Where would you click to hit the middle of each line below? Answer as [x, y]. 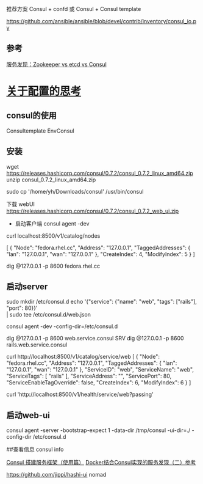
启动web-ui [28, 415]
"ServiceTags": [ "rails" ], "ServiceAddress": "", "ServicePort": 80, [89, 376]
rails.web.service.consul [37, 345]
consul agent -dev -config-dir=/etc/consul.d [62, 326]
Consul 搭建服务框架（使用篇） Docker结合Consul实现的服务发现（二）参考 [101, 463]
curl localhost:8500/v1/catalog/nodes [53, 236]
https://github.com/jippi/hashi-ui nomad [56, 475]
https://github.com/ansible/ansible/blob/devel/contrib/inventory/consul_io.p [101, 21]
